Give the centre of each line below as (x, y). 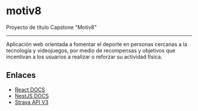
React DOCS (30, 89)
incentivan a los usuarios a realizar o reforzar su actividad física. (84, 57)
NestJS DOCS (32, 96)
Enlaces (21, 75)
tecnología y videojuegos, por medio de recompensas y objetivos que (91, 50)
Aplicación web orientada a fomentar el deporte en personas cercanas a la (97, 44)
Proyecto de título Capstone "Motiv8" (52, 27)
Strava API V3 (32, 102)
